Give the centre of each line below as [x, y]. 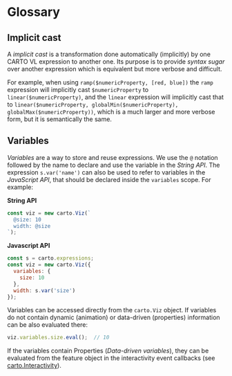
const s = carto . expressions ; [51, 258]
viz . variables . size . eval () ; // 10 [58, 338]
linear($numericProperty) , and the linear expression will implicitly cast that [116, 97]
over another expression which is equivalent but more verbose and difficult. [115, 69]
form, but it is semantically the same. [60, 119]
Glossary [34, 12]
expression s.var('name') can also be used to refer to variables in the [106, 172]
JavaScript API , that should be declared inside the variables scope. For [109, 179]
